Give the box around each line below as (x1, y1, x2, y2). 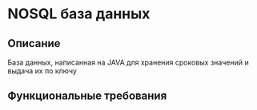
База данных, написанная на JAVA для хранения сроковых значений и (7, 57, 249, 67)
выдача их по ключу (7, 66, 78, 76)
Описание (7, 37, 61, 50)
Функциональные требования (7, 89, 167, 103)
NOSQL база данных (7, 5, 151, 23)
